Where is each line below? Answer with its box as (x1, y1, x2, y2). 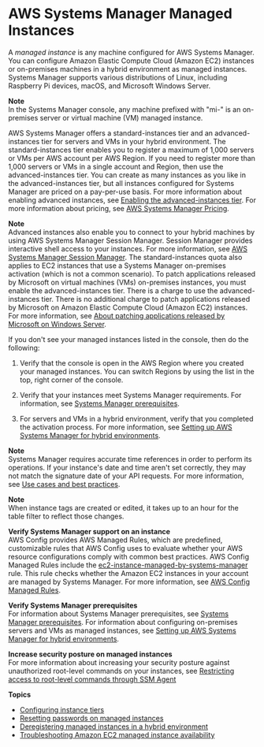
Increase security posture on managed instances (8, 649, 173, 659)
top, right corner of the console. (19, 375, 124, 385)
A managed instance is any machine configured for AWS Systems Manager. (8, 47, 255, 57)
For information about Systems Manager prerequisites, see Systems (8, 608, 229, 619)
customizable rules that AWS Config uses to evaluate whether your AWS (8, 543, 243, 552)
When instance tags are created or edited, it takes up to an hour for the (8, 503, 239, 512)
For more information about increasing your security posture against (8, 657, 230, 667)
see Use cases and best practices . (8, 479, 121, 489)
